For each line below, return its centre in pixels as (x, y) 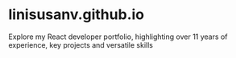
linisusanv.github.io (77, 15)
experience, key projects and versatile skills (81, 44)
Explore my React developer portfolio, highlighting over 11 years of (118, 37)
